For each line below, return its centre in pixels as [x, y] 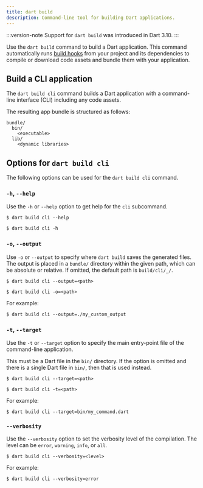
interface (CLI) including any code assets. [69, 100]
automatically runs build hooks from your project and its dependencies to [98, 53]
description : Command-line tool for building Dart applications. [91, 18]
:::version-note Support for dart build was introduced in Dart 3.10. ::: [93, 35]
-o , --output [24, 244]
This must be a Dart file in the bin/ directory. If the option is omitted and [96, 361]
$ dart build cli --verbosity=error [53, 479]
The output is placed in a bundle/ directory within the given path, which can [101, 263]
